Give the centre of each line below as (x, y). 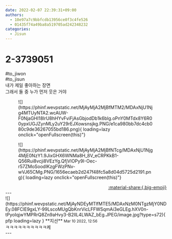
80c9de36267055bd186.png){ (50, 129)
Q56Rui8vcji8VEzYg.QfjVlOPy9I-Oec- (58, 161)
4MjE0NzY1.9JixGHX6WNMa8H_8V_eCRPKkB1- (69, 155)
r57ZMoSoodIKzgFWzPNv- (47, 166)
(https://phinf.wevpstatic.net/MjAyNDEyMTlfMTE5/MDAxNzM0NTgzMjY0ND (86, 204)
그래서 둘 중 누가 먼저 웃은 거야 (36, 91)
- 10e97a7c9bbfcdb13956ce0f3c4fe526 (49, 20)
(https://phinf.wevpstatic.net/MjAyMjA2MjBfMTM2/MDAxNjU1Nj (85, 107)
